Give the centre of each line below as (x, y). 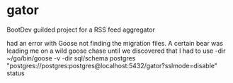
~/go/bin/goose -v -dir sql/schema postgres (71, 58)
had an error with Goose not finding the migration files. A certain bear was (115, 43)
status (16, 73)
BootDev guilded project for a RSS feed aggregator (81, 30)
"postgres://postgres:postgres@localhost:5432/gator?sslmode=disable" (112, 65)
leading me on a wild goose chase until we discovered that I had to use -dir (116, 51)
